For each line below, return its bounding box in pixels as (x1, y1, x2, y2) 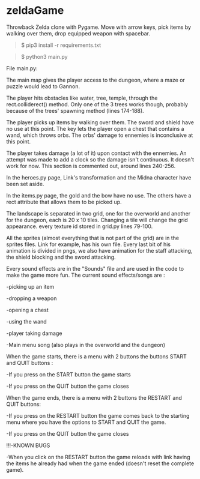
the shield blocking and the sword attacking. (6, 253, 116, 261)
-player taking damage (6, 330, 62, 337)
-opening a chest (6, 306, 49, 313)
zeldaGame (6, 4, 64, 17)
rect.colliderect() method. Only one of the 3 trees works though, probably (6, 100, 188, 108)
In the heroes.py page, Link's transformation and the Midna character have (6, 173, 192, 181)
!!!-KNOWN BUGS (6, 442, 50, 449)
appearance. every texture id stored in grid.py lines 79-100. (6, 223, 153, 230)
